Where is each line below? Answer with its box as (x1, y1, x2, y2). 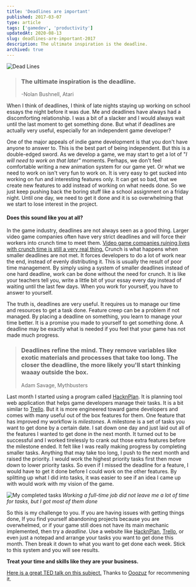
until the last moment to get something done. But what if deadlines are (6, 121, 176, 128)
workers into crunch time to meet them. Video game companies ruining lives (6, 240, 190, 247)
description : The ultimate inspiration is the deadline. (6, 42, 148, 47)
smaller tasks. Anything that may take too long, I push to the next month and (6, 449, 190, 456)
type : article (6, 19, 41, 25)
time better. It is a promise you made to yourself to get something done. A (6, 319, 184, 326)
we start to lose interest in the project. (6, 200, 98, 208)
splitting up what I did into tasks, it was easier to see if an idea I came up (6, 474, 181, 481)
